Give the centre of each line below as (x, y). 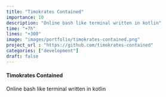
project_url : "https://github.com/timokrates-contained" (80, 46)
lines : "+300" (24, 34)
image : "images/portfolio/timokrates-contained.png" (73, 40)
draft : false (22, 56)
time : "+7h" (21, 28)
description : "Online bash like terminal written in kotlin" (84, 23)
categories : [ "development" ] (42, 51)
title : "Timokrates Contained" (45, 12)
